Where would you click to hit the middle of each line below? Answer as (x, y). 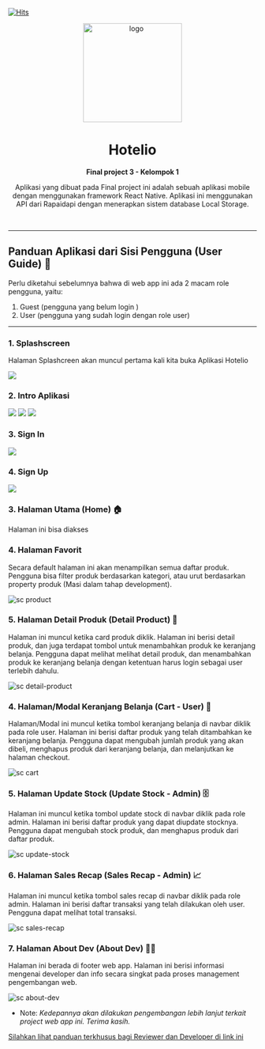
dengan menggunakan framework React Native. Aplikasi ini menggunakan (132, 195)
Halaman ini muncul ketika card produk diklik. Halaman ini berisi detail (121, 637)
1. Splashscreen (39, 343)
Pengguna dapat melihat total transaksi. (73, 912)
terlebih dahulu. (34, 670)
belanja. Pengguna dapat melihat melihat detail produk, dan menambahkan (130, 653)
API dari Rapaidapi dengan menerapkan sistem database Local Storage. (132, 204)
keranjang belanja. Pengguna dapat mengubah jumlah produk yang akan (126, 740)
